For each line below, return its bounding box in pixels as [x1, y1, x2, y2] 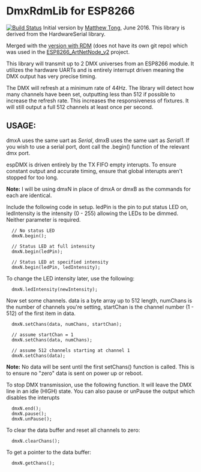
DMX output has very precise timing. [6, 72, 97, 80]
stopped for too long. [6, 174, 59, 181]
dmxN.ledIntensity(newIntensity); [11, 286, 98, 292]
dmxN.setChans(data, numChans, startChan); [11, 321, 122, 327]
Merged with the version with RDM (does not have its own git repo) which [6, 42, 188, 49]
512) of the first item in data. [6, 310, 76, 317]
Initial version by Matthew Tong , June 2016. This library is [43, 24, 185, 31]
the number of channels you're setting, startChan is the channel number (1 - [6, 303, 194, 310]
